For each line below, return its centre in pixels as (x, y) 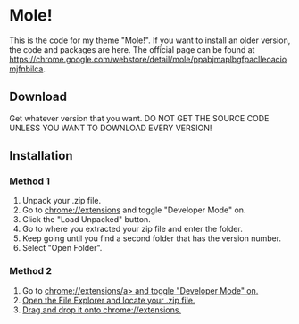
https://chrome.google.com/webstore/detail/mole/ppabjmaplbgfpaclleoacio (148, 59)
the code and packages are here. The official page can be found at (132, 49)
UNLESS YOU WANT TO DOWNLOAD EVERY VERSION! (111, 128)
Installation (41, 156)
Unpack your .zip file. (61, 201)
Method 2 (30, 271)
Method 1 (30, 181)
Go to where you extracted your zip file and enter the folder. (132, 229)
